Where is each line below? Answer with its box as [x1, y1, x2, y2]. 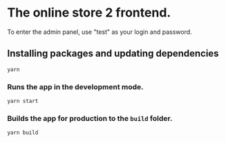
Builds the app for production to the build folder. [7, 113, 173, 123]
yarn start [7, 98, 39, 105]
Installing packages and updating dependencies [7, 48, 219, 59]
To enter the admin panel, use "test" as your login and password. [7, 28, 192, 36]
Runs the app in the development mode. [7, 82, 144, 91]
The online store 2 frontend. [7, 5, 171, 21]
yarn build [7, 129, 39, 136]
